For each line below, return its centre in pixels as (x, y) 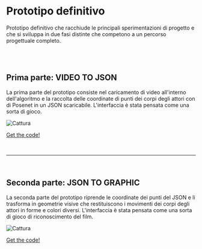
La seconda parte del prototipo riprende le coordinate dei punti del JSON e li (101, 197)
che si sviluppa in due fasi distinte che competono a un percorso (86, 34)
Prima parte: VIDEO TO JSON (62, 77)
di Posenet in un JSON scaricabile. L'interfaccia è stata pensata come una (98, 105)
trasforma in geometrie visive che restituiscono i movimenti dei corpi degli (98, 204)
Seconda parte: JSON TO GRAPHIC (73, 183)
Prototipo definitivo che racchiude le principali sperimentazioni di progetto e (100, 28)
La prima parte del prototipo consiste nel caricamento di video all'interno (96, 92)
